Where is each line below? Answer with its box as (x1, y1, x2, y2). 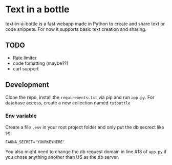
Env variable (5, 112, 37, 119)
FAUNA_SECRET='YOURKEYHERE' (5, 139, 66, 144)
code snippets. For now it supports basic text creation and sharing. (5, 26, 147, 32)
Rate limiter (12, 54, 37, 61)
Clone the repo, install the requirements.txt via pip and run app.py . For (5, 94, 155, 100)
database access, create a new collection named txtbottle (5, 99, 131, 106)
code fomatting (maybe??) (12, 60, 69, 66)
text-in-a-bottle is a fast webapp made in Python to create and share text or (5, 21, 165, 27)
